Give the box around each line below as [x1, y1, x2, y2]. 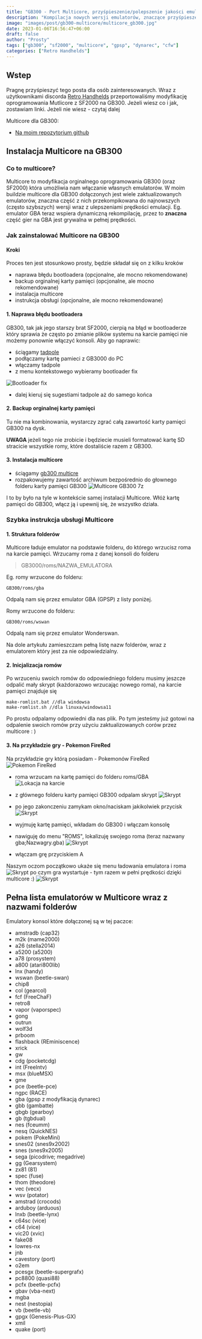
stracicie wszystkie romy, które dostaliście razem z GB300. [6, 442, 153, 450]
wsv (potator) [14, 1192, 49, 1199]
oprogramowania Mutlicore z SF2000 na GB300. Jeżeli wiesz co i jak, [6, 99, 179, 106]
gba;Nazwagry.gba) [14, 839, 65, 846]
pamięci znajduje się [6, 687, 57, 695]
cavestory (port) [14, 1255, 56, 1263]
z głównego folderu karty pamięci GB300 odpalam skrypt [14, 791, 158, 798]
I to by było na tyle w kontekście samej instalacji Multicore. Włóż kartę [6, 494, 180, 501]
